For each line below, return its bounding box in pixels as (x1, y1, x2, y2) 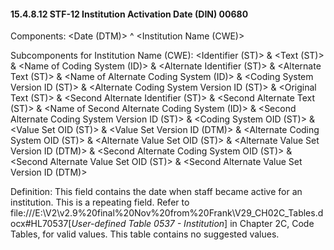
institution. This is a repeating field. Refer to (10, 196, 190, 209)
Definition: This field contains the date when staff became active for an (10, 186, 303, 198)
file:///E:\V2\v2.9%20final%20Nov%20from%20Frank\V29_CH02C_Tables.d (10, 207, 324, 219)
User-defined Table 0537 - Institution (71, 218, 225, 230)
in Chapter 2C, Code (229, 218, 315, 230)
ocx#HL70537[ (10, 218, 72, 230)
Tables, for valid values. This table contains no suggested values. (10, 228, 280, 240)
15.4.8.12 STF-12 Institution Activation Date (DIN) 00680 (10, 8, 249, 20)
